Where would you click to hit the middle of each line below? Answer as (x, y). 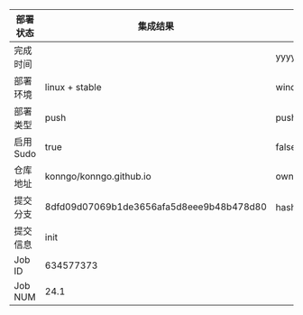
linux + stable (73, 87)
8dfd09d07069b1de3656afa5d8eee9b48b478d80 (156, 207)
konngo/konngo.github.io (98, 176)
